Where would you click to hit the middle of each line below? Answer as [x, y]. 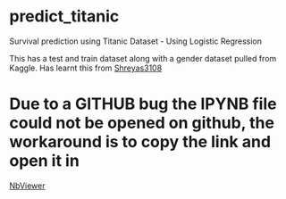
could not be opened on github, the [142, 123]
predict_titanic [64, 17]
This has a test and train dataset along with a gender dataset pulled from [143, 58]
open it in [45, 161]
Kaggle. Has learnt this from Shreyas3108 [86, 68]
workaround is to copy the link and [140, 142]
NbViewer [28, 186]
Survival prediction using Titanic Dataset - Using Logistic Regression [135, 41]
